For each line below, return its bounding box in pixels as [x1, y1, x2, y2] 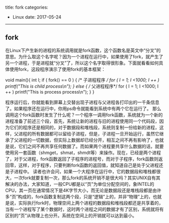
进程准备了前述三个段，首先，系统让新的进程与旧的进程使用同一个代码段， [5, 118, 159, 124]
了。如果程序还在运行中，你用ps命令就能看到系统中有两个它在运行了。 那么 [5, 105, 161, 111]
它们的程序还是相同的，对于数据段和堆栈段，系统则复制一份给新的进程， [9, 124, 159, 130]
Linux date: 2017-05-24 [12, 14, 62, 20]
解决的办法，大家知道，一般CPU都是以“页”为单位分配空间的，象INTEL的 [5, 181, 154, 187]
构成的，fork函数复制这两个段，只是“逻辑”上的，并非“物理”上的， [18, 193, 153, 199]
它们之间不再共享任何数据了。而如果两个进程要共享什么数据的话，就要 [18, 143, 164, 149]
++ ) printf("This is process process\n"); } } [5, 89, 95, 95]
